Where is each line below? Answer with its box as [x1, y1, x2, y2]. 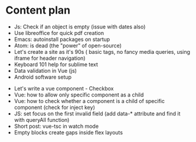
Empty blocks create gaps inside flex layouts [14, 128, 123, 136]
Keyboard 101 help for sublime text [14, 60, 99, 68]
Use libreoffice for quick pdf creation [14, 29, 104, 36]
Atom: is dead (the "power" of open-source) [14, 42, 122, 49]
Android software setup [14, 73, 72, 80]
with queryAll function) [14, 116, 70, 123]
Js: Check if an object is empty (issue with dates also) [14, 23, 146, 30]
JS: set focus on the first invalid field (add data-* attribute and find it [14, 110, 181, 117]
